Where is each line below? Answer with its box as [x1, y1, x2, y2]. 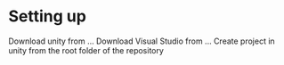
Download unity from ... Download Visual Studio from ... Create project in [8, 36, 275, 46]
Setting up [8, 6, 86, 27]
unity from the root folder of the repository [8, 45, 164, 55]
